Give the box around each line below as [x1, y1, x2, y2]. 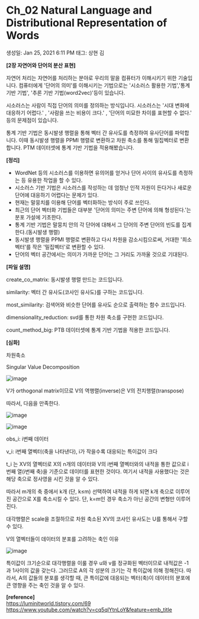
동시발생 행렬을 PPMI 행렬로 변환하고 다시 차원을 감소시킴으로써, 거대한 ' [14, 235, 182, 243]
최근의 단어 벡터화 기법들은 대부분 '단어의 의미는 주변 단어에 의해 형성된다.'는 [14, 206, 191, 213]
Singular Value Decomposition [6, 363, 80, 371]
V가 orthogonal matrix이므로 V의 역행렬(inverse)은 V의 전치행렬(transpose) [6, 387, 185, 394]
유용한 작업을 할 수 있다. [27, 176, 83, 184]
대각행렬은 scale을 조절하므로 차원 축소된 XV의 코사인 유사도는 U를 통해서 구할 [6, 515, 188, 522]
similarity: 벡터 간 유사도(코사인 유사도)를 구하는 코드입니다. [6, 288, 144, 295]
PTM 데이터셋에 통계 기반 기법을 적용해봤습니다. [23, 143, 134, 151]
